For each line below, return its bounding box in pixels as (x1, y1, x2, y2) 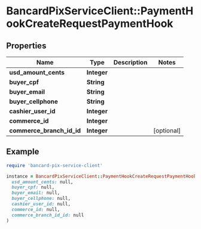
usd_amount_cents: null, (11, 179, 74, 185)
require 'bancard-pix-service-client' (6, 162, 103, 168)
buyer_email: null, (11, 190, 60, 196)
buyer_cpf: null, (11, 184, 55, 190)
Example (6, 147, 39, 157)
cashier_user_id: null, (11, 201, 71, 207)
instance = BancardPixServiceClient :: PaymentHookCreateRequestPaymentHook (6, 173, 197, 180)
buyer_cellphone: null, (11, 196, 71, 202)
